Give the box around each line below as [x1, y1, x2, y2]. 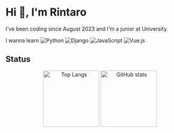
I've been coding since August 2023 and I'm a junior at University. [5, 25, 169, 32]
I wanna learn [5, 37, 39, 44]
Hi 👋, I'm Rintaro [5, 5, 87, 19]
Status [5, 54, 31, 65]
